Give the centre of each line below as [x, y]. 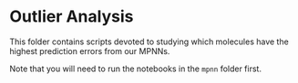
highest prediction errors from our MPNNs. [90, 51]
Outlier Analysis [72, 17]
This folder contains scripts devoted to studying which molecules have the [149, 41]
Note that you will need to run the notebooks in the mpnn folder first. [136, 69]
